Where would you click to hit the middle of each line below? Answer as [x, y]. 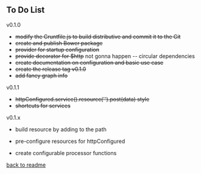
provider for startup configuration [57, 49]
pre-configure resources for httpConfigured [70, 141]
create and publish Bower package [59, 43]
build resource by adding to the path [61, 129]
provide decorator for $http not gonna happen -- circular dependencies [105, 56]
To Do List [26, 10]
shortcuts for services [43, 106]
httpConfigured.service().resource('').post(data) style [82, 99]
